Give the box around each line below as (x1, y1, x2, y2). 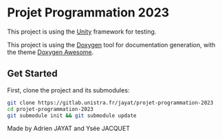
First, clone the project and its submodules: (7, 86, 130, 94)
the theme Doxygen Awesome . (7, 48, 94, 56)
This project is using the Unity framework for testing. (7, 27, 157, 36)
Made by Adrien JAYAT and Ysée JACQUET (7, 125, 131, 133)
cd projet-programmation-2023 (7, 105, 94, 112)
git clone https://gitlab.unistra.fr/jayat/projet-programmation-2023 (7, 99, 214, 106)
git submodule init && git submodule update (7, 112, 137, 119)
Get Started (7, 68, 58, 79)
